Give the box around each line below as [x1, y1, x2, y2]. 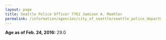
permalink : [5, 16, 28, 21]
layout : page [5, 7, 32, 12]
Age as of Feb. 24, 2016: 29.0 [5, 30, 66, 36]
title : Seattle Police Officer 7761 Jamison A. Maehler [5, 12, 123, 17]
